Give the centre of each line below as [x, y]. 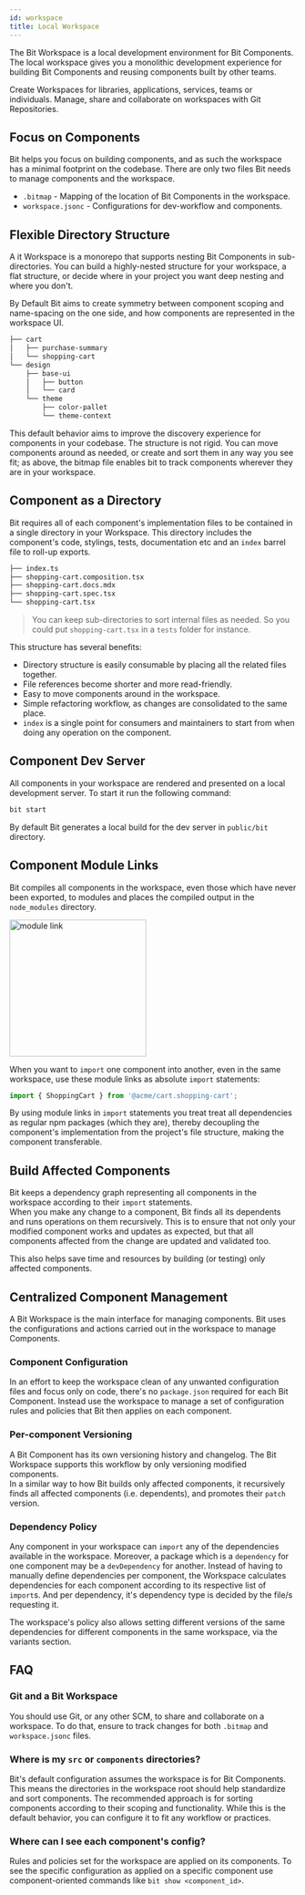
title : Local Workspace [55, 26]
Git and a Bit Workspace [64, 1696]
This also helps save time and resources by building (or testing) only [137, 1258]
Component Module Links [84, 866]
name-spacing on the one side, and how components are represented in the [152, 313]
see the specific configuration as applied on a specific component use [142, 1871]
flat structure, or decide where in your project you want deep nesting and [147, 276]
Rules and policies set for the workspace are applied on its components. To [151, 1861]
